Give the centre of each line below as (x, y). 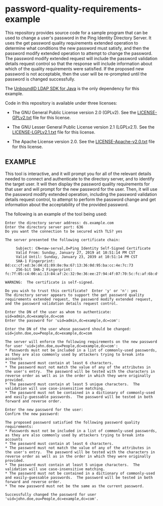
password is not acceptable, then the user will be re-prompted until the (76, 74)
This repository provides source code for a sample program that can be (76, 33)
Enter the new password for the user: (44, 409)
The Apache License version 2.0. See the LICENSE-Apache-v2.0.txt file (83, 141)
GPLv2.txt (22, 117)
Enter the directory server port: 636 (44, 227)
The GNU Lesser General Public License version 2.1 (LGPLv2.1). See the (83, 127)
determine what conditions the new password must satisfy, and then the (77, 48)
